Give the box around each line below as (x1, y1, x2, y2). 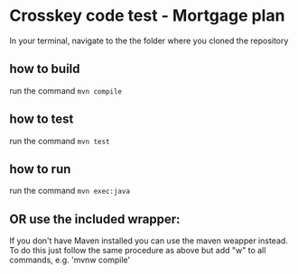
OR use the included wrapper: (9, 211, 181, 226)
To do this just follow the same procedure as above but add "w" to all (9, 245, 266, 256)
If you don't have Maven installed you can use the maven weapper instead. (9, 235, 289, 246)
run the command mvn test (9, 135, 110, 146)
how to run (9, 161, 71, 177)
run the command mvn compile (9, 85, 123, 96)
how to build (9, 61, 80, 77)
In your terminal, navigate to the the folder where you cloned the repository (9, 35, 289, 46)
